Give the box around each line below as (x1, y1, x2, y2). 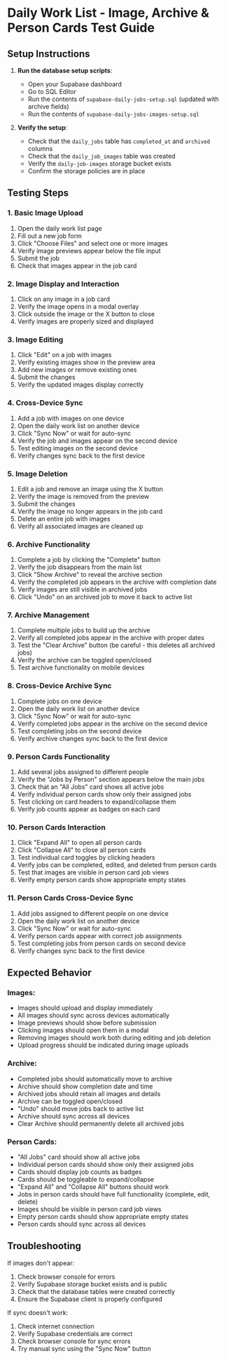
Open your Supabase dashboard (27, 80, 122, 88)
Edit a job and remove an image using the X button (17, 484, 163, 493)
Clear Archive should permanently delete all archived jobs (17, 1119, 184, 1128)
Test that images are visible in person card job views (17, 868, 169, 876)
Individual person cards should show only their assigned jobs (17, 1160, 195, 1168)
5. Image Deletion (7, 469, 68, 479)
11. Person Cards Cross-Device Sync (7, 893, 134, 903)
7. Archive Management (7, 611, 90, 620)
